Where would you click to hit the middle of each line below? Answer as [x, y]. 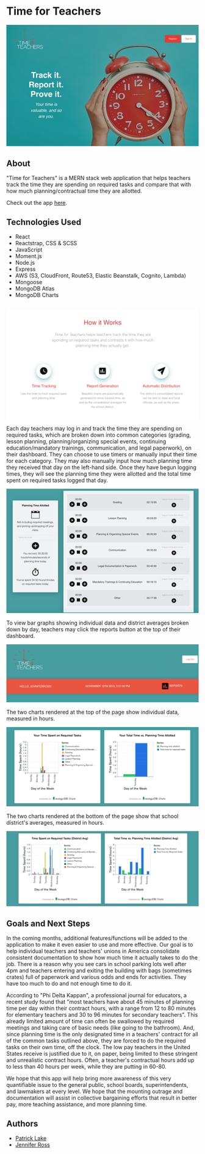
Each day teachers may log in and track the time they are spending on [94, 429]
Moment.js [28, 256]
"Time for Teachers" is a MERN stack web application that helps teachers [99, 178]
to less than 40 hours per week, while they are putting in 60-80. [86, 1067]
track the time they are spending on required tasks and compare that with [99, 185]
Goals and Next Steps [48, 923]
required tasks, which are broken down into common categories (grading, [99, 435]
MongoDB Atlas [35, 288]
